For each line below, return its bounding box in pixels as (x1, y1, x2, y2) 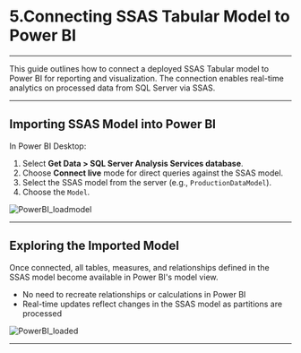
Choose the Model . (21, 186, 90, 197)
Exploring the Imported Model (9, 238, 179, 254)
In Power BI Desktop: (9, 141, 87, 151)
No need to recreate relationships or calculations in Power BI (21, 288, 246, 299)
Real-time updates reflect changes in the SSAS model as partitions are (21, 298, 283, 309)
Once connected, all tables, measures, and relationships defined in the (9, 262, 271, 272)
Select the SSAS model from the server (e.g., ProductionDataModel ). (21, 176, 271, 187)
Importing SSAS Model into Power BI (9, 116, 217, 132)
